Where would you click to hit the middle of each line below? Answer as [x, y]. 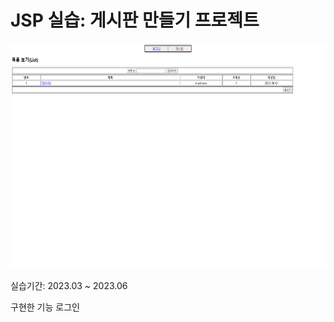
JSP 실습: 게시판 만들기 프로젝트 [135, 20]
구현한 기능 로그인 [45, 307]
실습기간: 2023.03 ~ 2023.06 [69, 285]
